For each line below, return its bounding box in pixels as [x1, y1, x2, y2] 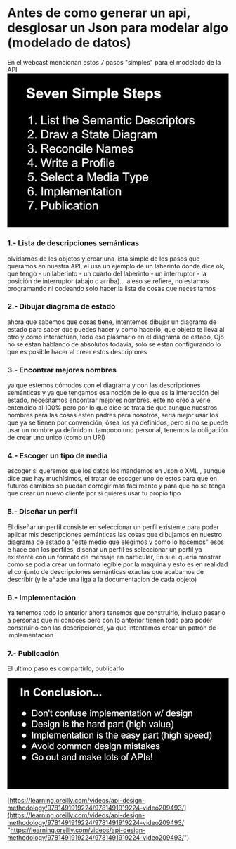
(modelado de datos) [7, 35, 131, 51]
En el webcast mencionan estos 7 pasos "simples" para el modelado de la [7, 58, 221, 66]
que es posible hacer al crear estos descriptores [7, 347, 147, 356]
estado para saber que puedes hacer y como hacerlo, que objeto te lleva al [7, 325, 225, 333]
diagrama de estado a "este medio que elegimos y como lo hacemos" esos [7, 538, 225, 546]
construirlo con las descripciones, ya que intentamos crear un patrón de [7, 623, 216, 632]
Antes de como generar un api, [7, 5, 191, 21]
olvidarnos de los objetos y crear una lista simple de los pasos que [7, 254, 200, 263]
